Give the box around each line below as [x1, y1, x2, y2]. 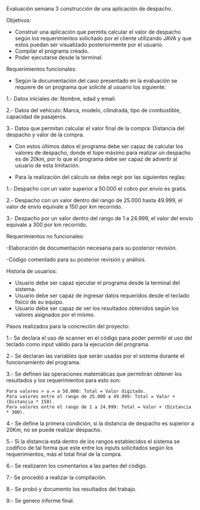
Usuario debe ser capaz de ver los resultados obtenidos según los [14, 305, 179, 311]
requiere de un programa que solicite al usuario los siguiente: [14, 83, 166, 91]
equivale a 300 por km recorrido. [6, 221, 88, 228]
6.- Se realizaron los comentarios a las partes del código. [6, 462, 147, 469]
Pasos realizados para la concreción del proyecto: [6, 323, 130, 329]
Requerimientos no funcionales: [6, 233, 85, 239]
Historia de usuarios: [6, 268, 57, 275]
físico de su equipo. [14, 298, 64, 305]
